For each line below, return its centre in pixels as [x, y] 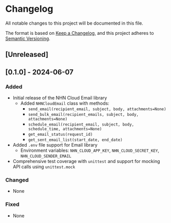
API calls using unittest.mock [44, 167]
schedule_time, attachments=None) [65, 129]
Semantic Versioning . [28, 38]
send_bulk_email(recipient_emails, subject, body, [83, 115]
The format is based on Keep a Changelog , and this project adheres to [80, 33]
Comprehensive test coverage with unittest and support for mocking [86, 161]
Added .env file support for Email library [55, 145]
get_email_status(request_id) [60, 135]
